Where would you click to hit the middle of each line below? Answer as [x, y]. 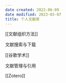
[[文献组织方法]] [22, 34]
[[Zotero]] [15, 76]
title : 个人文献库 [22, 19]
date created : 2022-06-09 [32, 10]
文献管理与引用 [20, 66]
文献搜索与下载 [20, 44]
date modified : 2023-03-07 [33, 14]
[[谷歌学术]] [17, 55]
